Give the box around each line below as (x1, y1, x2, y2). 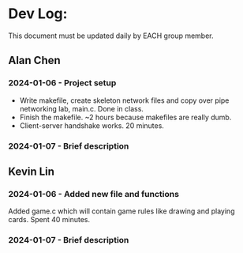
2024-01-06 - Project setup (8, 77, 117, 89)
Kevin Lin (8, 164, 55, 178)
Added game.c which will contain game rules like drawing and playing (8, 206, 235, 216)
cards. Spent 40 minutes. (8, 215, 91, 225)
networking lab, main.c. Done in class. (19, 104, 144, 113)
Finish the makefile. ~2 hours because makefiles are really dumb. (19, 112, 232, 122)
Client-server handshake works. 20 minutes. (19, 120, 164, 130)
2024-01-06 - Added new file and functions (8, 188, 180, 199)
